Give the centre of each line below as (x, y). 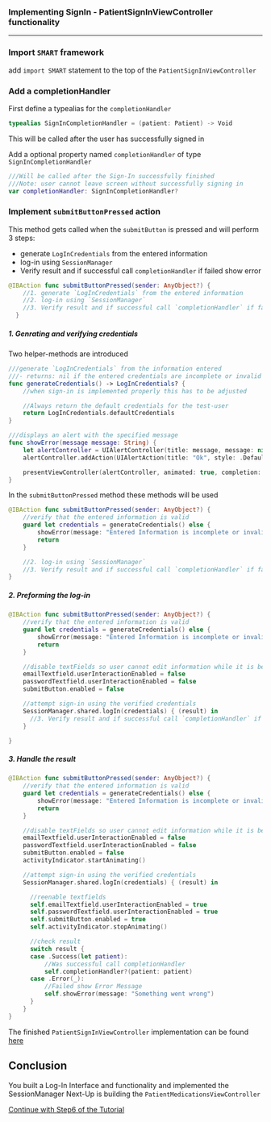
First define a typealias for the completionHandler (90, 108)
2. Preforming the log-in (50, 595)
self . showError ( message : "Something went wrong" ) (129, 994)
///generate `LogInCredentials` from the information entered (115, 369)
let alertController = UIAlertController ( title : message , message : (138, 450)
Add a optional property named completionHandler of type (105, 154)
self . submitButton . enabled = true (88, 920)
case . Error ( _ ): (57, 979)
